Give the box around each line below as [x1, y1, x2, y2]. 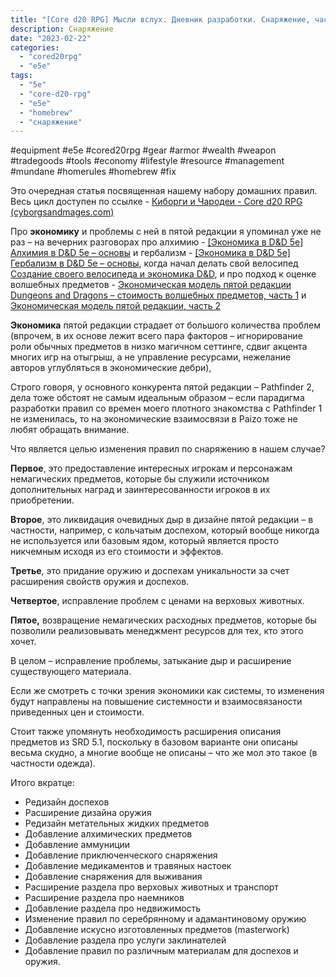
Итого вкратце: [10, 777, 75, 789]
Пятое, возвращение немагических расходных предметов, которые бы [10, 614, 317, 626]
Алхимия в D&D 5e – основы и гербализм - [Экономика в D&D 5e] [10, 247, 291, 259]
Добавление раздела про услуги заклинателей [24, 934, 227, 946]
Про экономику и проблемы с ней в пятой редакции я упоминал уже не [10, 226, 322, 238]
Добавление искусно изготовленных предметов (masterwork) [24, 924, 290, 936]
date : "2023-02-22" [10, 33, 92, 43]
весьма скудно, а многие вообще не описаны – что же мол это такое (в [10, 747, 318, 759]
